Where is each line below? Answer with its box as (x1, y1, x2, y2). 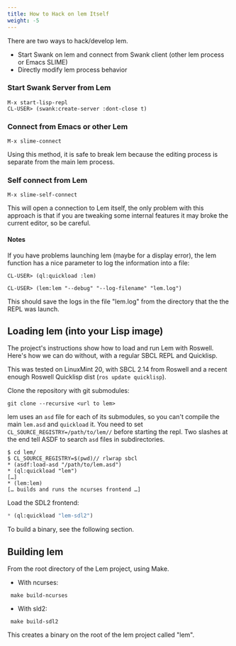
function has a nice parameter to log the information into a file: (7, 258, 190, 267)
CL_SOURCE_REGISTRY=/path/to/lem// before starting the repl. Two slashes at (7, 428, 228, 436)
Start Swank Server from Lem (7, 83, 111, 93)
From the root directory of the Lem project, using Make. (7, 564, 169, 573)
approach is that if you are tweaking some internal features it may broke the (7, 211, 229, 220)
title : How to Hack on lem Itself (7, 10, 110, 18)
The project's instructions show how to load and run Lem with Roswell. (7, 344, 214, 352)
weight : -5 (7, 17, 40, 24)
